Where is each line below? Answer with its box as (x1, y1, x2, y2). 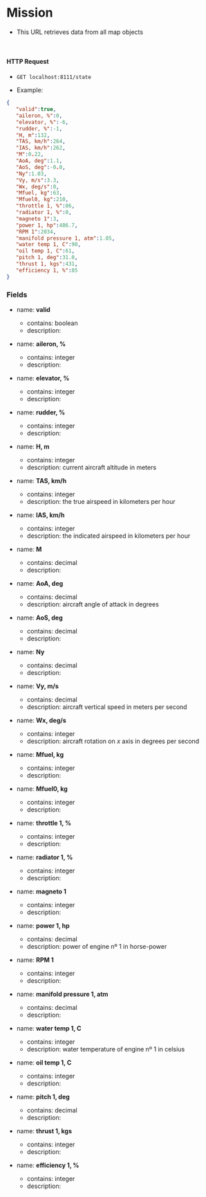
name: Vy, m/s (16, 681, 59, 690)
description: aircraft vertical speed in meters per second (26, 702, 187, 711)
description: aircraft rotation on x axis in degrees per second (26, 737, 200, 745)
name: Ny (16, 647, 45, 656)
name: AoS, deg (16, 613, 63, 622)
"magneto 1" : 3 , (15, 215, 59, 222)
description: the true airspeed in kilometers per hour (26, 497, 176, 505)
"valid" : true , (15, 106, 57, 113)
